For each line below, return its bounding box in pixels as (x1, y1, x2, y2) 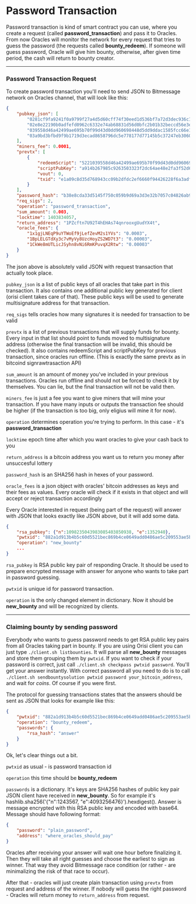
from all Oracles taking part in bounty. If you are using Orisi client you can (6, 642, 183, 649)
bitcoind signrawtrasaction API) (6, 359, 82, 367)
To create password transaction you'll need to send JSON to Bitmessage (6, 88, 181, 95)
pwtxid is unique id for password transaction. (6, 585, 114, 592)
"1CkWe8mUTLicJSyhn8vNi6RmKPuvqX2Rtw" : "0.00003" (27, 242, 150, 248)
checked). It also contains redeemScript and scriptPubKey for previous (6, 347, 176, 354)
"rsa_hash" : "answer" (27, 730, 80, 736)
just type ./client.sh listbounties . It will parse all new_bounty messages (6, 649, 187, 656)
